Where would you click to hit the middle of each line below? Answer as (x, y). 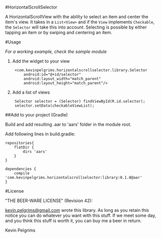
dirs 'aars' (35, 152)
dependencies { (21, 169)
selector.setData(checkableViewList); (55, 106)
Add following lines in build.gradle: (40, 134)
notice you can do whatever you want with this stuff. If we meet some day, (81, 215)
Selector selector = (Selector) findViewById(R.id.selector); (80, 101)
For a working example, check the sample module (56, 52)
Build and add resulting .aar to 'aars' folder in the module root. (68, 124)
